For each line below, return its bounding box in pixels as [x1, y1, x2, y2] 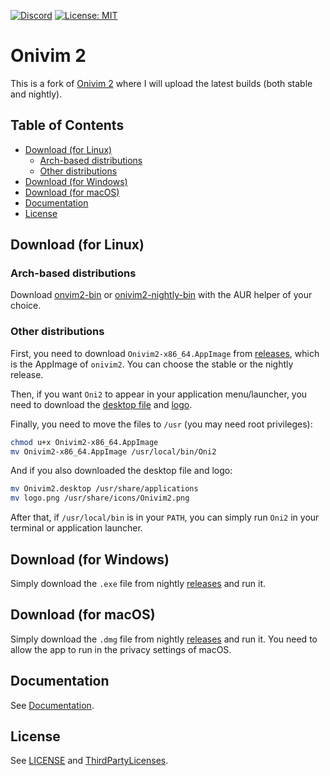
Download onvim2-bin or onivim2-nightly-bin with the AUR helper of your [10, 289, 313, 301]
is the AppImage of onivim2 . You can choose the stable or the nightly [10, 358, 294, 370]
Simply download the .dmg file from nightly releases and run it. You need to [10, 633, 318, 645]
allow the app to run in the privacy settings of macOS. [10, 643, 232, 655]
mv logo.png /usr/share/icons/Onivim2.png [10, 493, 190, 504]
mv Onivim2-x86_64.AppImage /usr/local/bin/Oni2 [10, 446, 217, 457]
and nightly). [10, 88, 63, 100]
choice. [10, 300, 42, 312]
